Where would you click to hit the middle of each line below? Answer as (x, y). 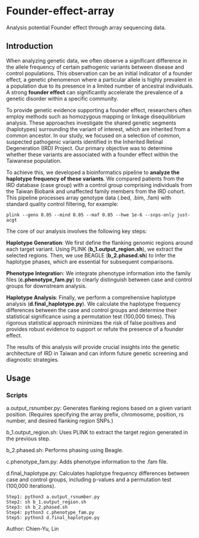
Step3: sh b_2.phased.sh (37, 508)
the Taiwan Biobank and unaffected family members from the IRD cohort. (96, 191)
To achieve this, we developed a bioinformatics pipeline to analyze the (93, 172)
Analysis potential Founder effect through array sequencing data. (86, 27)
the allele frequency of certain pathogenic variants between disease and (95, 67)
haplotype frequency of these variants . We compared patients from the (95, 178)
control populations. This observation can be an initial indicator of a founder (99, 73)
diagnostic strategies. (33, 359)
